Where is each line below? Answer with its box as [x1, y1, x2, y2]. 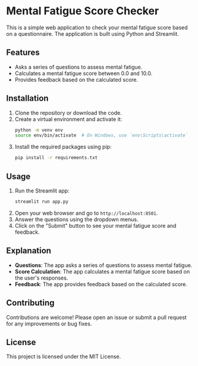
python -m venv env [14, 127, 64, 133]
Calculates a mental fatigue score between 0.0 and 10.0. [14, 70, 153, 77]
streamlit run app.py [14, 198, 68, 204]
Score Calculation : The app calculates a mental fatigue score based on [14, 268, 190, 275]
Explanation [6, 246, 52, 256]
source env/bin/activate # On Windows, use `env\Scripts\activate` [14, 132, 188, 138]
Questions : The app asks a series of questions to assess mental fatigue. [14, 261, 193, 269]
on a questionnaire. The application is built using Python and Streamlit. [6, 30, 180, 37]
